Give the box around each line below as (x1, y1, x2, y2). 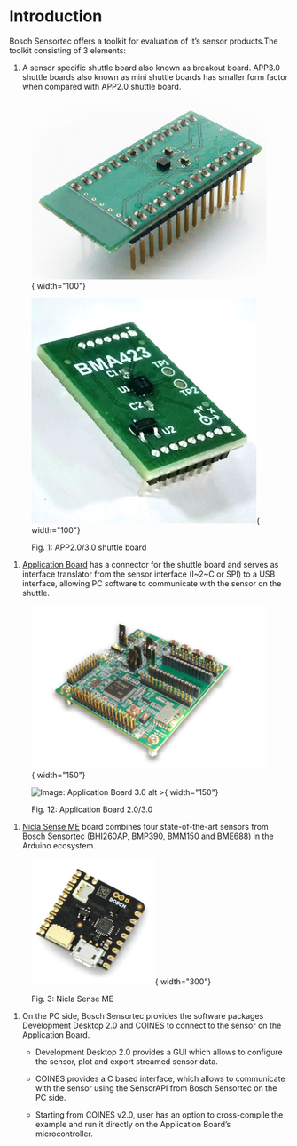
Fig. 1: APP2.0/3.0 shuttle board (31, 542, 147, 553)
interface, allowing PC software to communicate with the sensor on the (21, 577, 282, 588)
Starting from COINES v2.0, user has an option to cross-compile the (35, 1109, 284, 1120)
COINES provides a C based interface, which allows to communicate (35, 1073, 285, 1084)
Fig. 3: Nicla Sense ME (31, 993, 113, 1004)
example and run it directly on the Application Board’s (35, 1118, 231, 1129)
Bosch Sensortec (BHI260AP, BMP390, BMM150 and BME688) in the (21, 831, 274, 841)
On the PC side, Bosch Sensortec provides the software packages (21, 1010, 264, 1021)
